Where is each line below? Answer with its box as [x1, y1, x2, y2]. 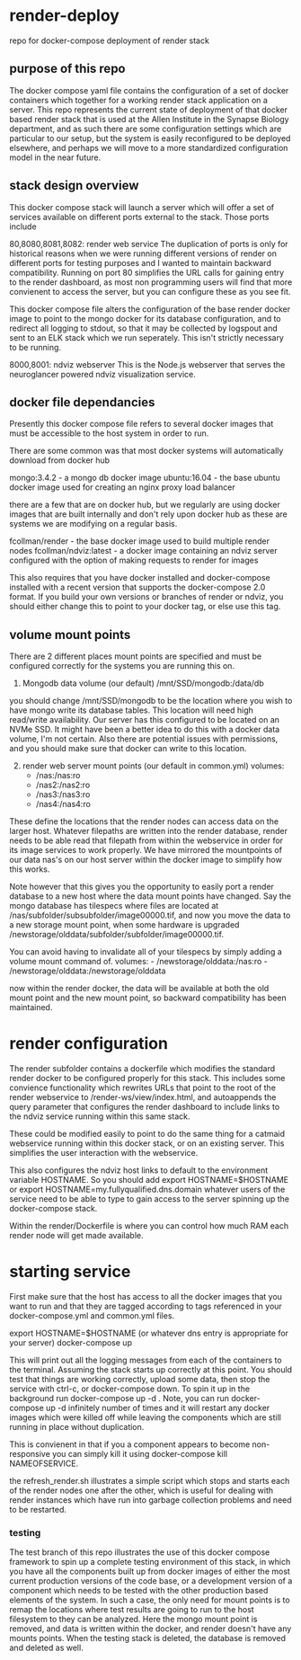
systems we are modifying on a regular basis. [9, 519, 178, 529]
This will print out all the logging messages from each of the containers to [9, 1354, 282, 1366]
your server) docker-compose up [9, 1337, 133, 1348]
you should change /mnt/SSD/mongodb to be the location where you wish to [9, 696, 293, 706]
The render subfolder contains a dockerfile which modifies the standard [9, 1063, 276, 1074]
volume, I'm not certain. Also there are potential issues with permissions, [9, 733, 279, 744]
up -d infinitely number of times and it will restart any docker [46, 1403, 270, 1414]
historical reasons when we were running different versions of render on [9, 248, 277, 259]
